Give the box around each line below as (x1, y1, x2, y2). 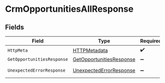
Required (139, 38, 162, 44)
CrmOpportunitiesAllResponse (5, 3, 134, 15)
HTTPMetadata (73, 47, 108, 54)
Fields (5, 23, 25, 31)
